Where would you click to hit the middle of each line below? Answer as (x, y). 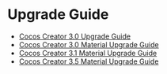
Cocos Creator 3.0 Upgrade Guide (75, 36)
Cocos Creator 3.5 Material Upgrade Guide (89, 61)
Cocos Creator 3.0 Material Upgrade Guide (89, 44)
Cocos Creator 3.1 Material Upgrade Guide (88, 53)
